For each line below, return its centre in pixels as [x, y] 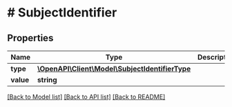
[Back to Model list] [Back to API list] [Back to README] [86, 97]
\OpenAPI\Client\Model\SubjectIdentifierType [114, 69]
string [47, 80]
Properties [30, 38]
